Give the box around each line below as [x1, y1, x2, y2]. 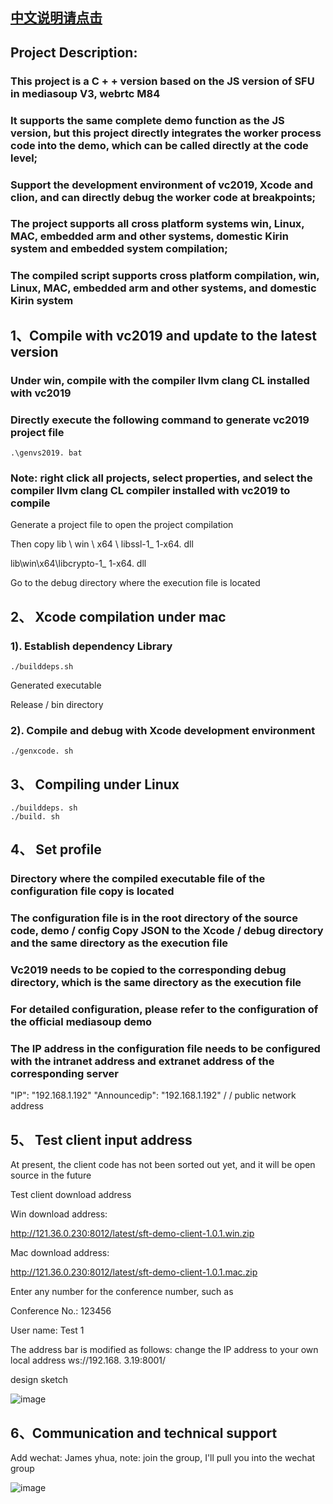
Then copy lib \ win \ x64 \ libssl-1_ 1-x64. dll [10, 538, 194, 550]
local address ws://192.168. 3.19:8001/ [10, 1354, 167, 1367]
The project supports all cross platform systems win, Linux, [10, 217, 305, 231]
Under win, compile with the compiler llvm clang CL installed [10, 373, 310, 387]
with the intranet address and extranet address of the [10, 1054, 275, 1068]
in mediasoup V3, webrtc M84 [10, 86, 161, 100]
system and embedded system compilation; [10, 242, 228, 256]
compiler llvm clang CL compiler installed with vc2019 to [10, 483, 291, 497]
